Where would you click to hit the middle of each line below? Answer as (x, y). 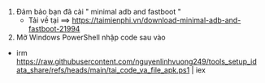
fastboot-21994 (54, 29)
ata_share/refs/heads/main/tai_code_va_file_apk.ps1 (103, 70)
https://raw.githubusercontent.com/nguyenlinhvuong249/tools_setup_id (137, 61)
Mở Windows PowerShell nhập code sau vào (91, 37)
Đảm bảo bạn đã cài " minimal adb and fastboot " (98, 12)
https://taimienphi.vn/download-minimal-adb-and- (156, 20)
